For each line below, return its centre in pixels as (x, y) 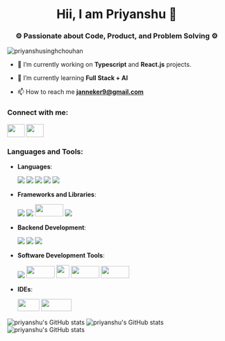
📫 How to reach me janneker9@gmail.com (80, 92)
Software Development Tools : (61, 255)
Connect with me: (38, 113)
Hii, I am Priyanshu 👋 (117, 14)
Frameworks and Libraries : (57, 195)
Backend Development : (52, 228)
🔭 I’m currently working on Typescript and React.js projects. (104, 65)
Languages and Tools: (45, 151)
